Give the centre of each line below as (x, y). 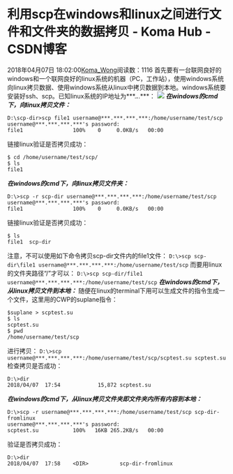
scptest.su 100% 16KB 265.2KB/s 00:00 (85, 430)
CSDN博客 (37, 49)
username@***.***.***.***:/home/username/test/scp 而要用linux (130, 264)
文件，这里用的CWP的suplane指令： (65, 299)
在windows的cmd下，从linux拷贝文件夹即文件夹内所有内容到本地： (105, 399)
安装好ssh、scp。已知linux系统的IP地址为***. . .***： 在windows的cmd (113, 96)
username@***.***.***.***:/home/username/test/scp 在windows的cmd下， (115, 282)
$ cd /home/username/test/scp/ (53, 157)
